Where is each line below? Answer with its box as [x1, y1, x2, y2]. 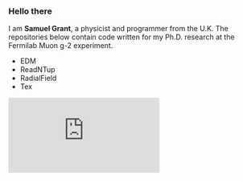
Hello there [8, 6, 52, 17]
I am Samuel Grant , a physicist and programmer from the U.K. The [8, 24, 229, 34]
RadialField [19, 74, 57, 83]
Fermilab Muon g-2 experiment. [8, 41, 113, 50]
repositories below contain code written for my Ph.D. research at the [8, 32, 235, 42]
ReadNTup [19, 65, 56, 74]
